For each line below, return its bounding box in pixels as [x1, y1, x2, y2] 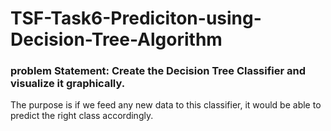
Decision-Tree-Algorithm [10, 28, 223, 51]
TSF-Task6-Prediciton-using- [10, 7, 262, 30]
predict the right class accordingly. [10, 110, 154, 122]
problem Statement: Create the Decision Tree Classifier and [10, 64, 307, 78]
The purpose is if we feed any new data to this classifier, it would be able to [10, 99, 322, 111]
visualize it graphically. [10, 77, 126, 91]
